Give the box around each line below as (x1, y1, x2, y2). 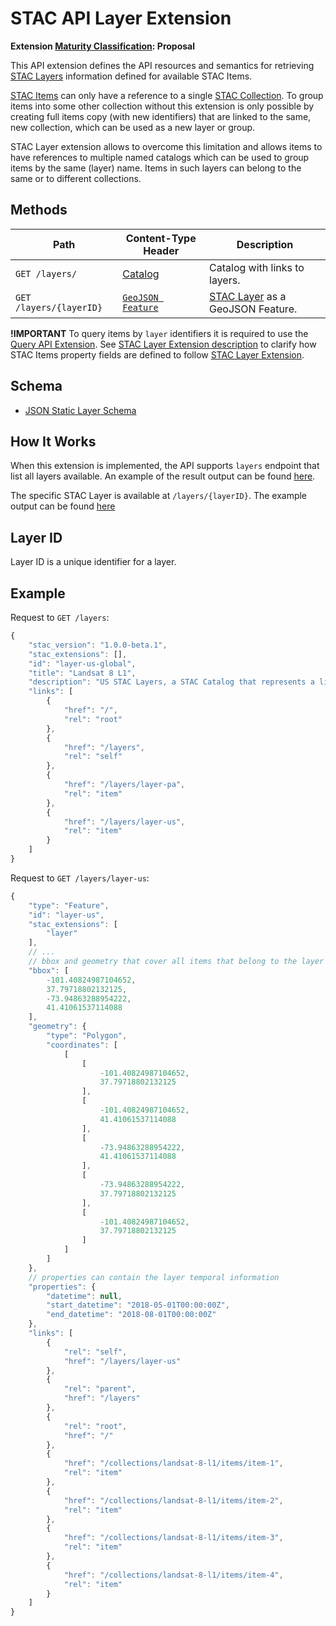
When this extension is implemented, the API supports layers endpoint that (10, 460, 320, 472)
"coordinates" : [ (46, 1040, 118, 1050)
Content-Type (125, 231, 197, 245)
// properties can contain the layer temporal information (28, 1272, 280, 1282)
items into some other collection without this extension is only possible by (10, 100, 315, 112)
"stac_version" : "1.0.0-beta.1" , (28, 640, 168, 650)
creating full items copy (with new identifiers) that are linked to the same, (10, 110, 312, 122)
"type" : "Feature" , (28, 900, 110, 911)
